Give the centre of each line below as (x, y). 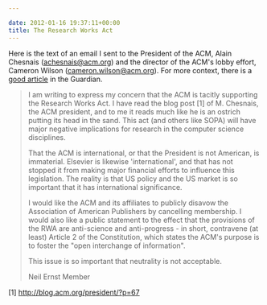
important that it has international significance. (105, 187)
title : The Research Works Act (61, 30)
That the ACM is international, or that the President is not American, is (144, 153)
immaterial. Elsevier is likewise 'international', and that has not (130, 161)
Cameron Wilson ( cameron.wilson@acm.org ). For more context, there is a (130, 70)
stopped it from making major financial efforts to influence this (131, 170)
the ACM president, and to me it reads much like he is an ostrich (134, 111)
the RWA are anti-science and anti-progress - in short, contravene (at (143, 228)
